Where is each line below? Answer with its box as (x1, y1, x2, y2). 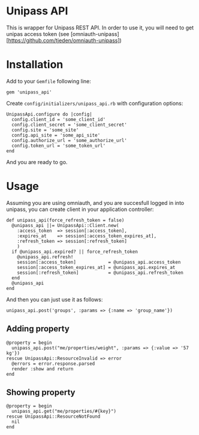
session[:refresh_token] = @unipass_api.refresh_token (17, 270, 184, 276)
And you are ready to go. (6, 158, 68, 165)
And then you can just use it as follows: (6, 295, 103, 303)
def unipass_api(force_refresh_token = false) (6, 217, 125, 223)
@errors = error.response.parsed (11, 361, 95, 367)
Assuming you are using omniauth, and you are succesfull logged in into (6, 199, 185, 206)
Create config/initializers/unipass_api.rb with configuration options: (6, 99, 183, 107)
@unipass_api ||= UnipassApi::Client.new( (11, 222, 119, 228)
